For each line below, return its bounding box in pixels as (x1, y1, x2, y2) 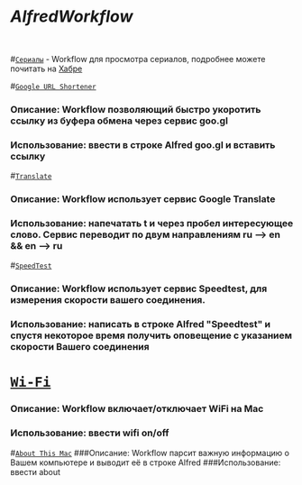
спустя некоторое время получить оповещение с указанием (10, 329, 292, 342)
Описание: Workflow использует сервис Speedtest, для (10, 282, 268, 295)
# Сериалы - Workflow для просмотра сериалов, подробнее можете (10, 53, 266, 64)
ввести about (10, 466, 61, 477)
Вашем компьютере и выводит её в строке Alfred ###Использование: (10, 457, 281, 468)
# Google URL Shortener (10, 80, 97, 91)
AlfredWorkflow (10, 6, 133, 27)
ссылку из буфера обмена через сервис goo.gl (10, 114, 229, 127)
